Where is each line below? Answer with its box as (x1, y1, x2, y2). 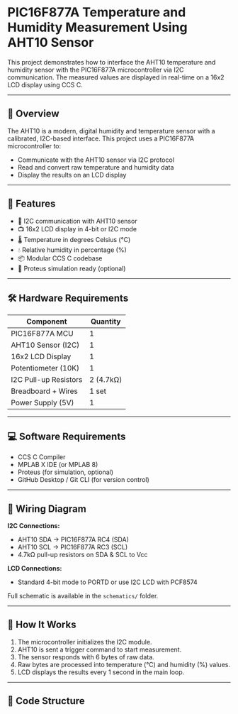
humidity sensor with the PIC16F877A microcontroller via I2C (7, 65, 184, 74)
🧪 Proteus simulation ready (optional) (17, 264, 126, 273)
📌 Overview (7, 108, 59, 120)
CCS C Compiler (17, 453, 66, 461)
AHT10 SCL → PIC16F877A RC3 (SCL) (17, 543, 128, 551)
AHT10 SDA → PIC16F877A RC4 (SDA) (17, 535, 129, 544)
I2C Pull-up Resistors (11, 375, 83, 385)
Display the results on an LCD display (17, 170, 127, 179)
